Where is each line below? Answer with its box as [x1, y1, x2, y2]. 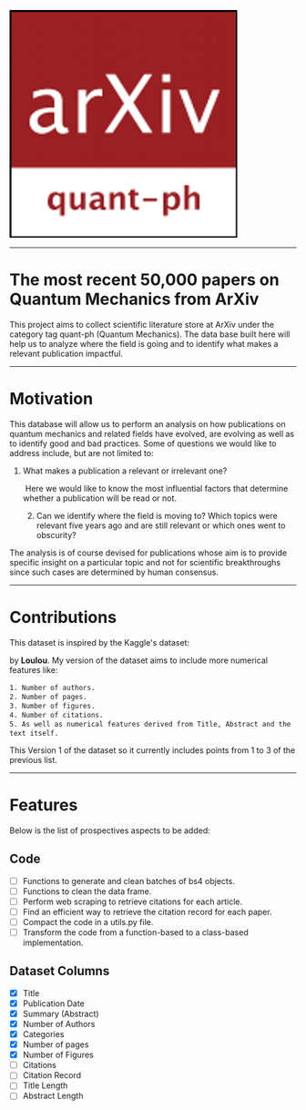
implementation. [22, 937, 84, 948]
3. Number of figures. [9, 701, 96, 710]
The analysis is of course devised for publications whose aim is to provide [9, 547, 288, 558]
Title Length [22, 1080, 68, 1091]
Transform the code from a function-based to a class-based [22, 926, 249, 938]
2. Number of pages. [9, 692, 88, 701]
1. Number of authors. [9, 683, 96, 692]
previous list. [9, 754, 57, 765]
